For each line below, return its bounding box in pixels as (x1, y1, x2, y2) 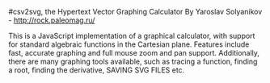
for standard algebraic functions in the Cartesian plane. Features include (8, 39, 250, 49)
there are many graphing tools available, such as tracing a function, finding (8, 56, 258, 66)
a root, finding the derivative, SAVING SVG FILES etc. (8, 65, 185, 75)
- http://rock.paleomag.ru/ (8, 15, 95, 25)
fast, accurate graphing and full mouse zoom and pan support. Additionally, (8, 48, 260, 57)
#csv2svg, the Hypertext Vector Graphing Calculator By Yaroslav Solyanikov (8, 7, 263, 16)
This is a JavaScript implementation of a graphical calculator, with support (8, 31, 255, 40)
